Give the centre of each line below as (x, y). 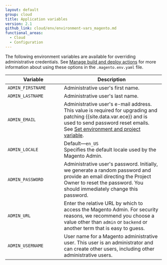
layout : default (22, 10)
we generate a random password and (107, 170)
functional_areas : (24, 33)
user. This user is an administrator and (109, 243)
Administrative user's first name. (102, 88)
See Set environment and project (102, 129)
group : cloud (19, 14)
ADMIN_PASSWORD (26, 179)
